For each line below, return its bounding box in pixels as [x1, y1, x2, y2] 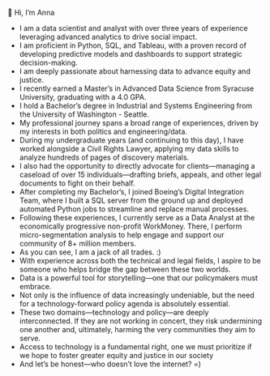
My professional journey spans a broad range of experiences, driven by [19, 118, 259, 127]
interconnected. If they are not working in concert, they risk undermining [19, 316, 263, 326]
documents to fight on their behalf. [19, 178, 135, 188]
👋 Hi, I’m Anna [7, 8, 55, 17]
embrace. [19, 282, 52, 291]
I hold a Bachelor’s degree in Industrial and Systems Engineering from [19, 101, 253, 110]
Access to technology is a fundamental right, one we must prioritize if [19, 342, 252, 352]
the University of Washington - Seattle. [19, 109, 149, 119]
